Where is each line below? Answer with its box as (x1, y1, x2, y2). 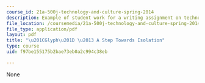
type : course (6, 43, 40, 49)
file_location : (6, 20, 45, 26)
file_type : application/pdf (6, 26, 78, 32)
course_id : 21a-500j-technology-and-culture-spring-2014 (6, 9, 154, 15)
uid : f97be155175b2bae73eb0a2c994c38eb (6, 49, 108, 55)
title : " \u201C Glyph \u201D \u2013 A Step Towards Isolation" (6, 37, 165, 43)
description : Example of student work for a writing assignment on (6, 15, 182, 21)
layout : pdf (6, 32, 37, 38)
